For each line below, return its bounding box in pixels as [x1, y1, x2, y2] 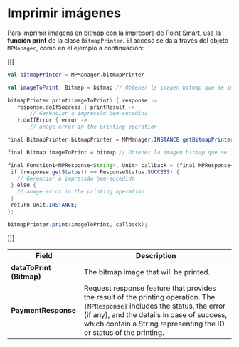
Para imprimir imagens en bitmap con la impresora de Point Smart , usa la [7, 28, 221, 37]
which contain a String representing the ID [84, 319, 225, 329]
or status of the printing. [84, 327, 165, 337]
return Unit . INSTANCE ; [10, 201, 78, 209]
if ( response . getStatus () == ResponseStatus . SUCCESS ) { [10, 169, 180, 176]
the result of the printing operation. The [84, 292, 216, 301]
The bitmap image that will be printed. [84, 267, 211, 277]
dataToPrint [11, 262, 51, 272]
